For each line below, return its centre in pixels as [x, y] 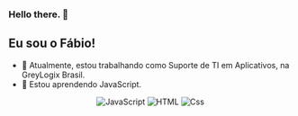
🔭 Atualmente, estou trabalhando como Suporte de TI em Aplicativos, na [155, 65]
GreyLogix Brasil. [53, 75]
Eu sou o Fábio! [52, 44]
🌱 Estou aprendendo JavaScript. [81, 84]
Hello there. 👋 [39, 14]
